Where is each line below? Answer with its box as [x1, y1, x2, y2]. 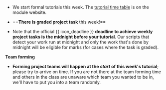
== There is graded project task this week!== [12, 19, 106, 25]
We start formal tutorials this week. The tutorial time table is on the [12, 4, 150, 10]
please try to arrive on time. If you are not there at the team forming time [12, 69, 161, 75]
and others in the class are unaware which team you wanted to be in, [12, 74, 155, 80]
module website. [12, 9, 47, 15]
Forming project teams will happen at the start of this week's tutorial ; [12, 64, 159, 69]
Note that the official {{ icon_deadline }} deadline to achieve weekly [12, 29, 153, 34]
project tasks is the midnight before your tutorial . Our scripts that [12, 34, 150, 40]
